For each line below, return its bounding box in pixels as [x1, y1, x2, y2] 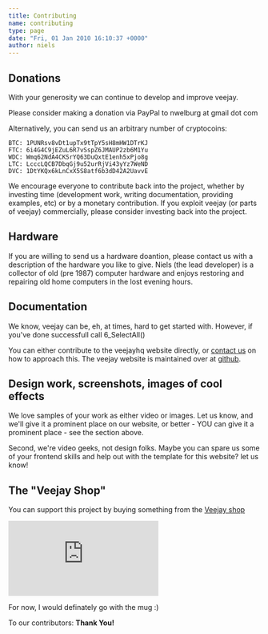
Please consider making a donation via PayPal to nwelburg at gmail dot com [8, 107, 258, 117]
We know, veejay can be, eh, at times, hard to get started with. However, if [8, 321, 254, 331]
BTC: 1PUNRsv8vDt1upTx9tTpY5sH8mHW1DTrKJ [8, 139, 149, 147]
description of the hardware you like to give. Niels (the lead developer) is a [8, 260, 254, 269]
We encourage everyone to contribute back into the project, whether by [8, 181, 245, 191]
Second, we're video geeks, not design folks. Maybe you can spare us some [8, 443, 260, 453]
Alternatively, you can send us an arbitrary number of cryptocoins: [8, 123, 228, 133]
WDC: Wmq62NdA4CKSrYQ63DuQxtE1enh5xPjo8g [8, 153, 149, 161]
